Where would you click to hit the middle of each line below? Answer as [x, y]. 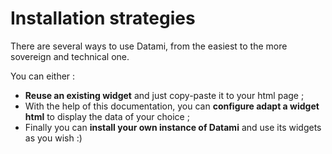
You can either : [43, 76]
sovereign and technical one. [70, 56]
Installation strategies [103, 18]
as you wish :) [53, 138]
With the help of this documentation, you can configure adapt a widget [172, 106]
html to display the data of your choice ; [107, 116]
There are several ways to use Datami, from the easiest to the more [149, 46]
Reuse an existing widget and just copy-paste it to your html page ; [164, 95]
